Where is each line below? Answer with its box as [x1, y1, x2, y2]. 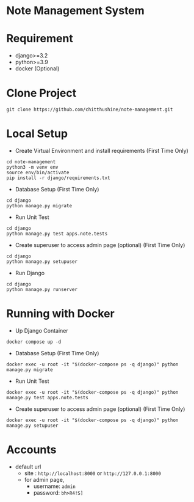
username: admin [33, 482, 76, 490]
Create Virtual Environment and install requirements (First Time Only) [15, 147, 189, 154]
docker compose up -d [6, 339, 62, 345]
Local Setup [6, 127, 68, 141]
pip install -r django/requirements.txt [6, 175, 111, 181]
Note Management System [6, 4, 145, 18]
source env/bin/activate [6, 169, 70, 175]
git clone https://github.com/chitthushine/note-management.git [6, 106, 173, 113]
